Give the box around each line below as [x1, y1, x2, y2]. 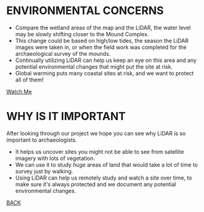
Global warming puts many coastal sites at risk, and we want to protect [15, 69, 194, 77]
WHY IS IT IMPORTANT [6, 110, 126, 123]
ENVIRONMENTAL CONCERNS [6, 4, 164, 18]
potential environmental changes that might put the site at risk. [15, 62, 173, 70]
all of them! [15, 76, 44, 83]
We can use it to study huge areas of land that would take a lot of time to [15, 161, 199, 168]
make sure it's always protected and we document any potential [15, 180, 177, 187]
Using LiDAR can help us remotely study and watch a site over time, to [15, 174, 192, 181]
